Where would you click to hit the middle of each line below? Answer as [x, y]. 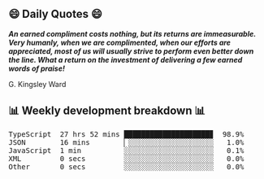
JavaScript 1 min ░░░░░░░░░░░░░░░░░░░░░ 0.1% [126, 150]
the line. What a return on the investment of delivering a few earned [126, 59]
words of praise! [37, 68]
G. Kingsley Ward [37, 84]
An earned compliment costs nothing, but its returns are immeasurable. [132, 33]
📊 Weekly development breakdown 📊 [107, 111]
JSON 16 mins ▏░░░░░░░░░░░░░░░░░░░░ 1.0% [126, 142]
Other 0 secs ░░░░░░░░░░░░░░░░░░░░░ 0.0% [126, 166]
